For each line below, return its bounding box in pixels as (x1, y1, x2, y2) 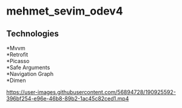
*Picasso (6, 58, 30, 64)
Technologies (6, 29, 59, 39)
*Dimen (6, 77, 26, 84)
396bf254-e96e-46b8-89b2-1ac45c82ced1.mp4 (6, 95, 129, 102)
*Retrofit (6, 51, 29, 58)
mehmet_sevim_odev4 (6, 4, 123, 18)
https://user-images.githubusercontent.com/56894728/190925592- (6, 89, 176, 95)
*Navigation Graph (6, 70, 53, 77)
